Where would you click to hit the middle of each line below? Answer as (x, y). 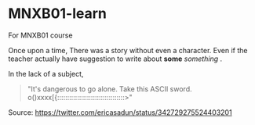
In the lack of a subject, (46, 73)
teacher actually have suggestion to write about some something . (115, 59)
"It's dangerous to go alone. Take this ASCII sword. (109, 89)
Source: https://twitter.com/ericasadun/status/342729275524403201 (120, 112)
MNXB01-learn (58, 14)
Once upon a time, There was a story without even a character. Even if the (128, 50)
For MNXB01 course (40, 35)
